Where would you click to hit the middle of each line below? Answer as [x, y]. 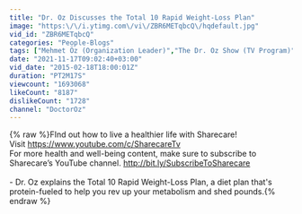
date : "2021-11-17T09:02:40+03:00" [76, 59]
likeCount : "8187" [44, 92]
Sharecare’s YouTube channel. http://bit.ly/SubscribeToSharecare [130, 163]
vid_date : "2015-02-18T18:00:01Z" [74, 68]
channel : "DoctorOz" [48, 109]
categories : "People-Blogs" [62, 43]
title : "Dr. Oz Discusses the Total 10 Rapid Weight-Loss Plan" [132, 17]
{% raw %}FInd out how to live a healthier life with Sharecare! [124, 134]
